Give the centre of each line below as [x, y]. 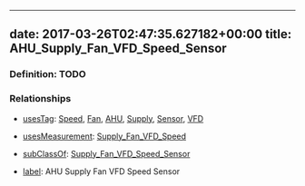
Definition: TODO [48, 74]
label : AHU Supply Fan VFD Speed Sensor [101, 171]
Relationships [40, 99]
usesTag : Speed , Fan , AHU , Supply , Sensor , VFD [113, 118]
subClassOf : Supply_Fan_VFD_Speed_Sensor [106, 153]
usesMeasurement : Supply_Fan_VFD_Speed [104, 136]
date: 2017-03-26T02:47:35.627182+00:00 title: [151, 34]
